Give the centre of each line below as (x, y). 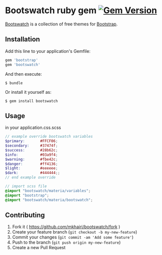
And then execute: (23, 74)
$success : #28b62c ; (31, 150)
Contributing (25, 215)
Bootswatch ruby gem (51, 11)
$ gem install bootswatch (31, 101)
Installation (23, 39)
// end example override (30, 178)
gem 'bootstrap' (22, 60)
